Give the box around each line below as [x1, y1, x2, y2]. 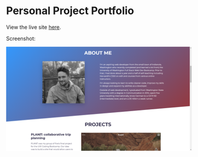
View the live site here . [6, 24, 61, 31]
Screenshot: [6, 35, 36, 42]
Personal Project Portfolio [6, 4, 134, 18]
